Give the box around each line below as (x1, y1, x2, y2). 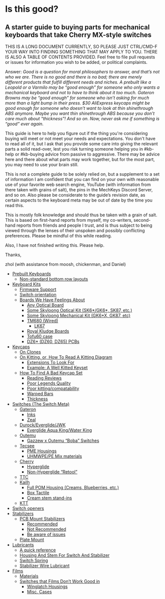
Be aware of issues (27, 531, 66, 537)
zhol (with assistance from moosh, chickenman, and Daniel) (5, 261, 126, 267)
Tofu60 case (27, 334, 53, 339)
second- (133, 217, 151, 223)
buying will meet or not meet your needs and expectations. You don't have (5, 136, 156, 141)
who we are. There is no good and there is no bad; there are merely (5, 74, 142, 79)
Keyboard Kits (12, 281, 41, 287)
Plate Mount (19, 537, 44, 543)
